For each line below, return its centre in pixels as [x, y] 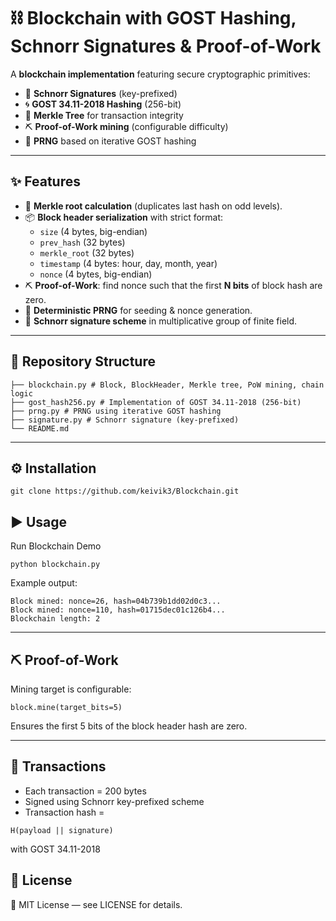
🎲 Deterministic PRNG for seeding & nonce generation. [138, 310]
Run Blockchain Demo [56, 546]
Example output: [44, 583]
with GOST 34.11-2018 [55, 849]
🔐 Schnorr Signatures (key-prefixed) [101, 93]
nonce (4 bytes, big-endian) [96, 274]
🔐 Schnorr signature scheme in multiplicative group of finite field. [161, 321]
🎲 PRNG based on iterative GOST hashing [110, 141]
